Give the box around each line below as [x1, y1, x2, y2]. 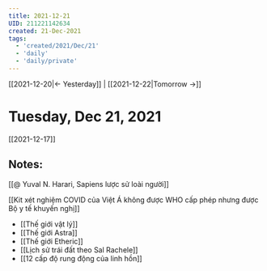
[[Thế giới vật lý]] [19, 219, 78, 229]
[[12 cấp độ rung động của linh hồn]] [19, 253, 143, 263]
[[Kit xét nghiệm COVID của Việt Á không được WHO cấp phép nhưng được [8, 195, 259, 205]
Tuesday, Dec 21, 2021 [8, 108, 162, 126]
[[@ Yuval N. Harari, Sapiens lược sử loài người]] [8, 179, 170, 188]
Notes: [8, 158, 43, 171]
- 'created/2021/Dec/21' [15, 42, 100, 50]
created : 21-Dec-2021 [8, 27, 82, 35]
